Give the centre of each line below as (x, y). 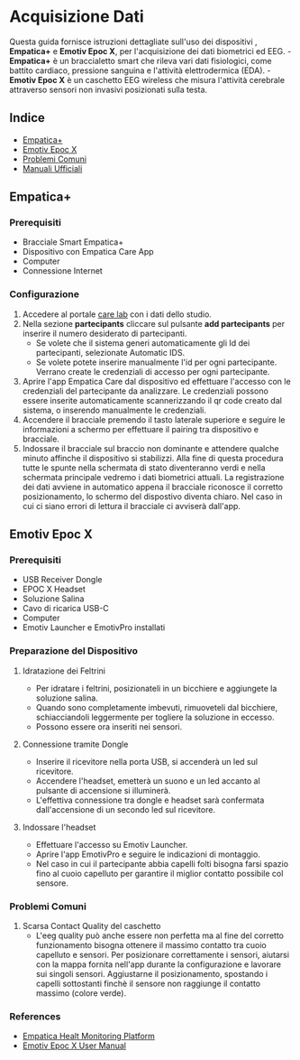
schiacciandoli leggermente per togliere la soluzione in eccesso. (155, 717)
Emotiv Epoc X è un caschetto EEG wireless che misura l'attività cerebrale (147, 79)
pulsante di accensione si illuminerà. (103, 790)
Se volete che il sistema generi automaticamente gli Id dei (143, 343)
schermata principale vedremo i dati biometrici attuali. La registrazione (153, 477)
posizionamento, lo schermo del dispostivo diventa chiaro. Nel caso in (152, 496)
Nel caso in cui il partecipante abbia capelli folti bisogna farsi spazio (162, 863)
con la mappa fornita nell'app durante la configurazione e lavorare (159, 964)
